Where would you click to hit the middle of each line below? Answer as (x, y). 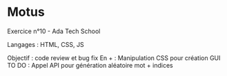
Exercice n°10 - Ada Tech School (54, 31)
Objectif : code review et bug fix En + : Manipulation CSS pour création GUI (114, 58)
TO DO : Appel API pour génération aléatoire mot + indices (90, 65)
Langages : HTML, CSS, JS (46, 44)
